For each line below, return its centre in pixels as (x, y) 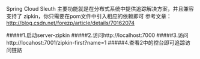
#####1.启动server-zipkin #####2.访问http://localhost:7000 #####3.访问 (97, 35)
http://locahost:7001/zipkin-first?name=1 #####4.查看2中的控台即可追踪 (96, 43)
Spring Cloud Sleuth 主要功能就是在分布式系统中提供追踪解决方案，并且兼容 (100, 9)
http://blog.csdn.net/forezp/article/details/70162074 (71, 23)
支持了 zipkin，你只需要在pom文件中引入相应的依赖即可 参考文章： (89, 16)
